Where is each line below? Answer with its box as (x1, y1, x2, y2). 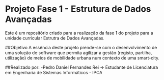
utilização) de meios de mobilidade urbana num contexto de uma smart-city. (5, 55, 160, 60)
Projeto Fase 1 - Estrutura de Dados (5, 3, 151, 15)
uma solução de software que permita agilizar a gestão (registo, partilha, (5, 50, 152, 56)
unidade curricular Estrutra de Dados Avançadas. (5, 35, 105, 41)
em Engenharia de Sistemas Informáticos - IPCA (5, 69, 103, 75)
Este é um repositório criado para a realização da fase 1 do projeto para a (5, 30, 153, 36)
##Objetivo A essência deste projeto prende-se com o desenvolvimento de (5, 44, 157, 50)
